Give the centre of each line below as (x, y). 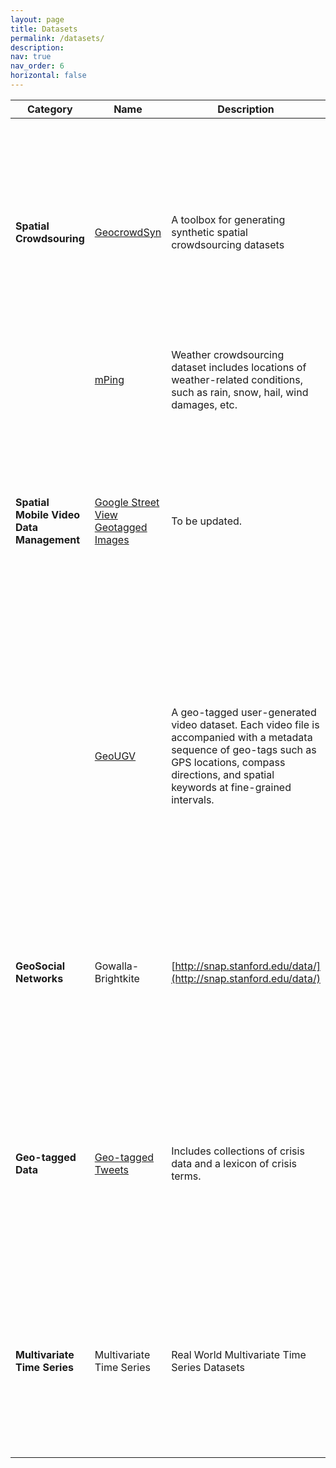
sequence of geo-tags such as (244, 749)
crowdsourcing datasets (228, 244)
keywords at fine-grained (231, 787)
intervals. (193, 799)
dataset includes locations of (239, 367)
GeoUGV (115, 756)
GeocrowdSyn (128, 232)
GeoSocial (40, 966)
